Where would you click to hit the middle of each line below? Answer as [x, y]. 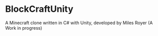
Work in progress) [24, 28]
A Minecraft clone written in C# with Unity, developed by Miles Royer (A [79, 23]
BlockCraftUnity [39, 9]
